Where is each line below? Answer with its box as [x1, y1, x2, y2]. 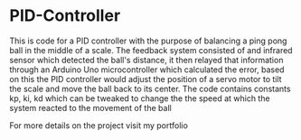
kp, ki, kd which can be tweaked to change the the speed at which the [9, 92, 270, 104]
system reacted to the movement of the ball [9, 102, 172, 113]
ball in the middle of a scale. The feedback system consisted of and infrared [9, 44, 293, 55]
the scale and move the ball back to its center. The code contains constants [9, 83, 291, 94]
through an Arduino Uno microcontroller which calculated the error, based [9, 64, 285, 75]
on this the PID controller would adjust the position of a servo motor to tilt [9, 73, 282, 84]
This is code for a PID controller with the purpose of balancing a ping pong [9, 35, 287, 46]
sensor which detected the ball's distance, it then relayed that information [9, 54, 284, 65]
